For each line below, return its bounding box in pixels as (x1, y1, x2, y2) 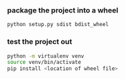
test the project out (7, 37, 72, 47)
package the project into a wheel (7, 5, 119, 15)
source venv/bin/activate (7, 59, 81, 66)
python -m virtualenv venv (7, 52, 84, 60)
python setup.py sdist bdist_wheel (7, 21, 109, 28)
